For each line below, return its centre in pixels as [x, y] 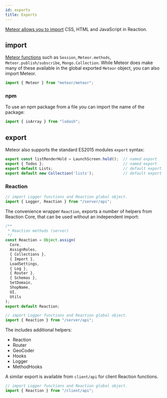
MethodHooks [27, 367]
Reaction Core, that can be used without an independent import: [72, 217]
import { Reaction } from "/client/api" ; [50, 391]
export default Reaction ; [32, 306]
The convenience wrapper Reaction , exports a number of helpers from [79, 211]
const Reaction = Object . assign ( [40, 240]
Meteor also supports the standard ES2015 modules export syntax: [75, 150]
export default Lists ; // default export [83, 168]
